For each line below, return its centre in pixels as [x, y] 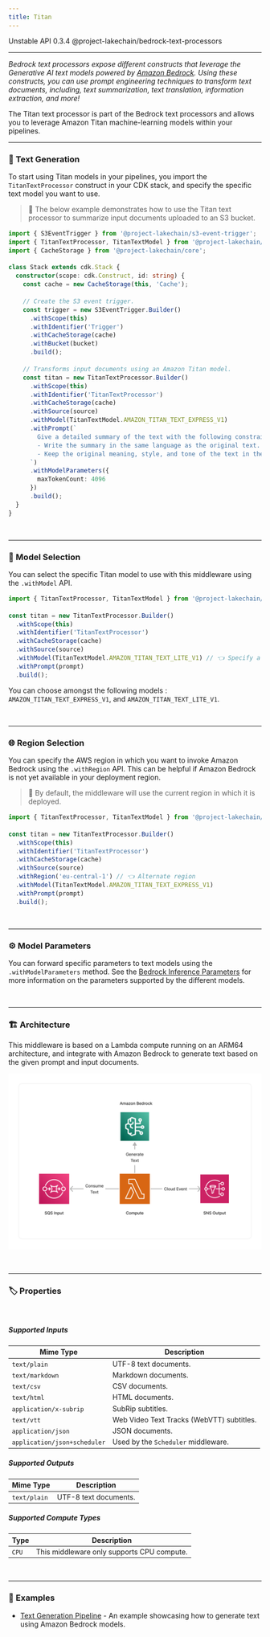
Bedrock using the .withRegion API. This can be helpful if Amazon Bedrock [132, 769]
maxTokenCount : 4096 [72, 479]
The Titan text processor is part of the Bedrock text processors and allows [131, 113]
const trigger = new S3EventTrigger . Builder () [102, 309]
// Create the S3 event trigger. [79, 301]
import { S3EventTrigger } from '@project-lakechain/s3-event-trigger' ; [133, 233]
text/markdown [35, 1375]
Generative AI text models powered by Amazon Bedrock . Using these [123, 72]
